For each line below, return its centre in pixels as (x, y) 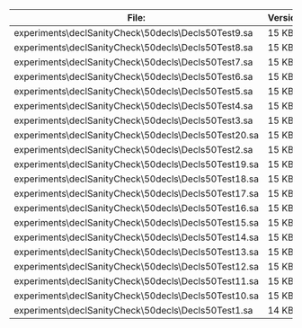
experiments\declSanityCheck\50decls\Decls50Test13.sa (136, 252)
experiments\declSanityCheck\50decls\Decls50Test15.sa (136, 222)
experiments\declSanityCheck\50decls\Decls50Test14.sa (136, 237)
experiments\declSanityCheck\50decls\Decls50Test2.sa (133, 150)
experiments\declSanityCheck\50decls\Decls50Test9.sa (133, 33)
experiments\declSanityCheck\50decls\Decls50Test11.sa (136, 281)
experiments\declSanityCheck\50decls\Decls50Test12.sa (136, 266)
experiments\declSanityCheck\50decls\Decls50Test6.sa (133, 77)
